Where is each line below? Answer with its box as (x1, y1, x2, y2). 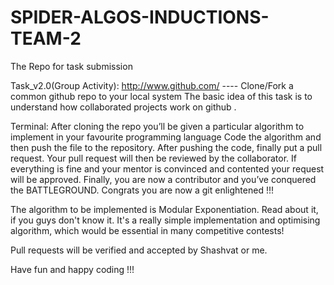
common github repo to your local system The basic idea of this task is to (10, 90, 313, 102)
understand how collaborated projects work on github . (10, 101, 237, 113)
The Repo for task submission (10, 60, 133, 72)
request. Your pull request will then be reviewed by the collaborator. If (10, 152, 297, 164)
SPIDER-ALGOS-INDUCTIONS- (10, 6, 270, 29)
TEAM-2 (10, 27, 82, 50)
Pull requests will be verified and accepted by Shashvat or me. (10, 244, 268, 256)
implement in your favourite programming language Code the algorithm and (10, 131, 322, 143)
